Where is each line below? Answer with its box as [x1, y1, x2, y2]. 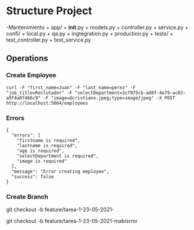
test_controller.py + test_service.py [6, 36, 91, 43]
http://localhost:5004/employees [6, 100, 88, 106]
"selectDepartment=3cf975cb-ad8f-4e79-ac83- [74, 90, 186, 96]
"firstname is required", [17, 137, 81, 143]
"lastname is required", [17, 142, 78, 148]
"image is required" [17, 158, 67, 164]
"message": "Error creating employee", [11, 169, 110, 174]
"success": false [11, 173, 54, 180]
